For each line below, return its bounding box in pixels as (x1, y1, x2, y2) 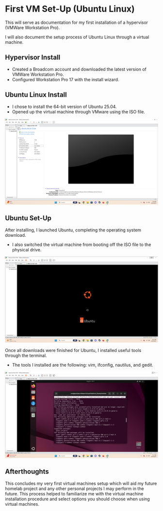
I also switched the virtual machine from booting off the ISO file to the (12, 242, 151, 247)
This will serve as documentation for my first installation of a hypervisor (5, 19, 148, 25)
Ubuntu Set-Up (5, 214, 52, 222)
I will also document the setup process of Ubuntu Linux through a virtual (5, 34, 149, 40)
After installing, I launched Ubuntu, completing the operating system (5, 227, 142, 233)
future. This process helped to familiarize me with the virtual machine (5, 491, 144, 496)
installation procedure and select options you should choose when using (5, 496, 150, 502)
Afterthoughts (5, 468, 49, 476)
